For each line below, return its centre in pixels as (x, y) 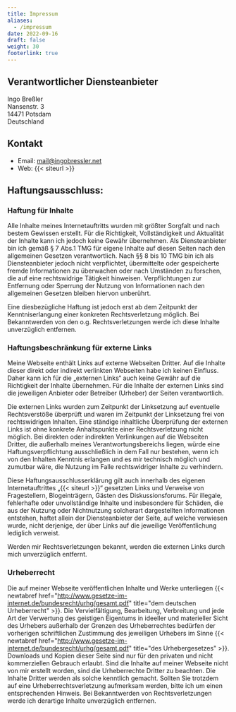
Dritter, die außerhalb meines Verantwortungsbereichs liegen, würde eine (114, 444)
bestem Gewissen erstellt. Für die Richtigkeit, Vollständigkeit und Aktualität (116, 233)
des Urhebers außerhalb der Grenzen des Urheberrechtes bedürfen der (112, 625)
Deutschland (26, 121)
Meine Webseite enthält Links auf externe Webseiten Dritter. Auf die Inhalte (116, 363)
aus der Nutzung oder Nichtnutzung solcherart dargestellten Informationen (116, 511)
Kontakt (25, 144)
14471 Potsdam (29, 114)
